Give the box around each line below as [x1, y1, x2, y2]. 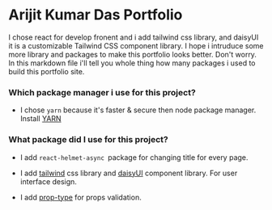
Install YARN [19, 114, 62, 124]
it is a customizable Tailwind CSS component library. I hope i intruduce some [8, 40, 265, 50]
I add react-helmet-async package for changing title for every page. [19, 152, 249, 162]
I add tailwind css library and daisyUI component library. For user [19, 168, 238, 178]
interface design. [19, 176, 77, 187]
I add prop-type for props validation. [19, 192, 142, 202]
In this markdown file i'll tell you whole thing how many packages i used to [8, 58, 256, 68]
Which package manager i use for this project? [8, 86, 196, 98]
